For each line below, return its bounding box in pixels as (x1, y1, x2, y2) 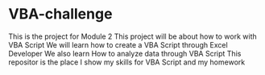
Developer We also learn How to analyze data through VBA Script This (8, 48, 242, 58)
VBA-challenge (8, 5, 113, 23)
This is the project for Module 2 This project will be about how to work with (8, 31, 257, 41)
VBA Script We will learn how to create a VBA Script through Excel (8, 40, 228, 49)
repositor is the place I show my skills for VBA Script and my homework (8, 57, 246, 67)
